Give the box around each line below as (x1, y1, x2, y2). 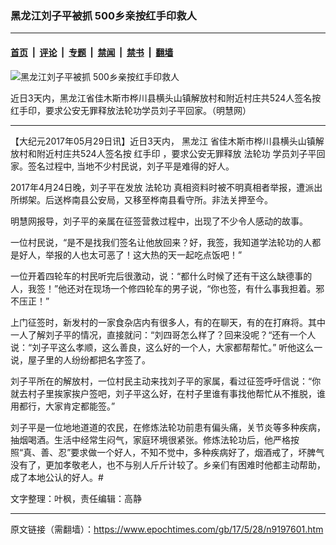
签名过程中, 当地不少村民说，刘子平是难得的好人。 (27, 160, 235, 172)
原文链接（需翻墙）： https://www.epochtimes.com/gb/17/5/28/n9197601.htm (10, 523, 324, 535)
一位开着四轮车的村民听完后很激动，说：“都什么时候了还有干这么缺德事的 (10, 270, 313, 282)
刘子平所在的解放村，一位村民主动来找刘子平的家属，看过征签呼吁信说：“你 (10, 375, 322, 387)
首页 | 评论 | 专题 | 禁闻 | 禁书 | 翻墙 (10, 46, 174, 58)
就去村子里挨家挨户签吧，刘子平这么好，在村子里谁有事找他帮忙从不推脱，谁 (10, 387, 326, 399)
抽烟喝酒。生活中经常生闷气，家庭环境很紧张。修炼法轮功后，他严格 (10, 433, 291, 446)
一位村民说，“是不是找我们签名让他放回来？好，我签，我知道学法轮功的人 (10, 236, 313, 248)
